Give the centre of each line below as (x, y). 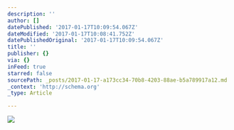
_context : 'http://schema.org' (54, 87)
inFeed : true (27, 67)
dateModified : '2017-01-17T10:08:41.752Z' (71, 34)
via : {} (19, 60)
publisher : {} (28, 54)
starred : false (30, 73)
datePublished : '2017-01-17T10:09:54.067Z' (73, 27)
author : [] (23, 21)
